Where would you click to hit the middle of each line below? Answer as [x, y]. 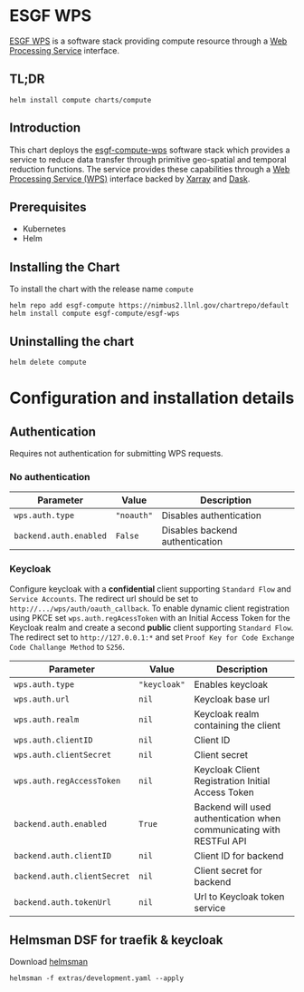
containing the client [237, 725]
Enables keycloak [231, 684]
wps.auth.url [42, 699]
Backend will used [233, 807]
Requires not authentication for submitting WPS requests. [116, 453]
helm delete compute [48, 362]
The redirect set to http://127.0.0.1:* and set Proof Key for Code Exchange [152, 637]
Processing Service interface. [65, 50]
